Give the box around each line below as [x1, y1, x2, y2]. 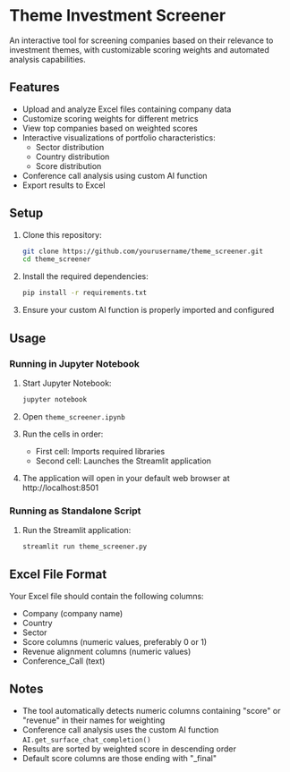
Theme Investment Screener [9, 5, 226, 26]
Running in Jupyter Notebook [9, 357, 141, 369]
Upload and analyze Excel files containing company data [21, 104, 232, 115]
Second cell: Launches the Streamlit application [35, 455, 212, 466]
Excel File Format [9, 567, 107, 582]
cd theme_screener [21, 255, 91, 264]
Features [9, 80, 60, 95]
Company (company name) [21, 607, 124, 618]
